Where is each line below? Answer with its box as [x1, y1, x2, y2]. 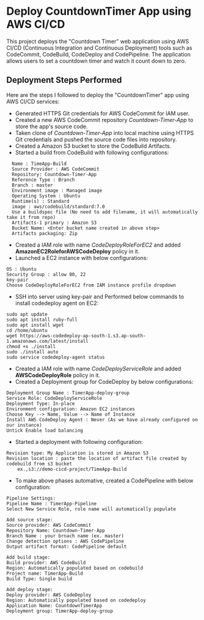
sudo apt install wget [6, 322, 64, 328]
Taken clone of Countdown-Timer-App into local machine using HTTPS [15, 129, 194, 136]
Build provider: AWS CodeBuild [6, 559, 86, 565]
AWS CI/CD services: [6, 98, 60, 105]
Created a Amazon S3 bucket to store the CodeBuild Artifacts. [15, 142, 172, 150]
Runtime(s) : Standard [12, 198, 70, 204]
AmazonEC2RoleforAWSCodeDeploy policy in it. [15, 247, 140, 255]
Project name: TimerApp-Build [6, 570, 84, 576]
